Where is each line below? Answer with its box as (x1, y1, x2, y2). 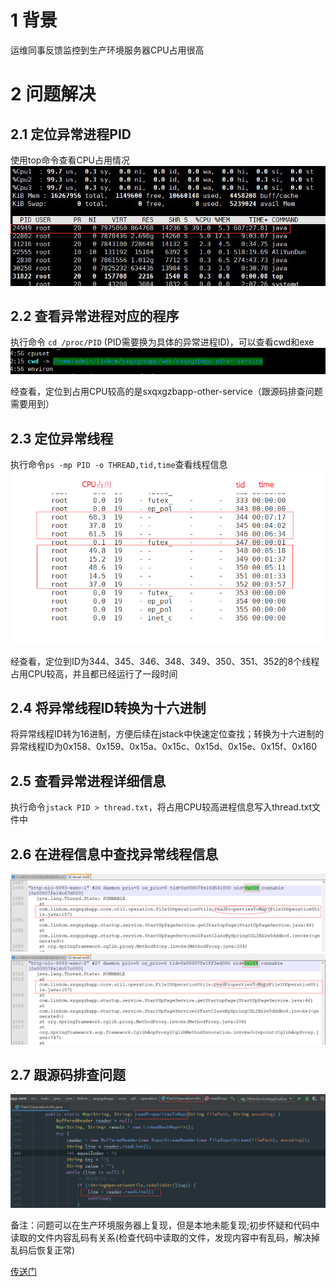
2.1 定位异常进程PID (10, 126, 132, 143)
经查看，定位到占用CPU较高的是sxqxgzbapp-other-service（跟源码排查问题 (10, 386, 323, 398)
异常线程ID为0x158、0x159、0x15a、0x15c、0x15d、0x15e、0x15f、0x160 (10, 741, 317, 753)
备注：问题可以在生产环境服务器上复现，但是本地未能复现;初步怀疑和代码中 (10, 1219, 320, 1231)
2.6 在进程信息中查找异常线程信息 (10, 846, 219, 863)
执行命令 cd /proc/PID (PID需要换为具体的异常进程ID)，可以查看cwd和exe (10, 336, 315, 348)
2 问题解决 (10, 83, 97, 106)
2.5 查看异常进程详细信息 (10, 772, 167, 790)
